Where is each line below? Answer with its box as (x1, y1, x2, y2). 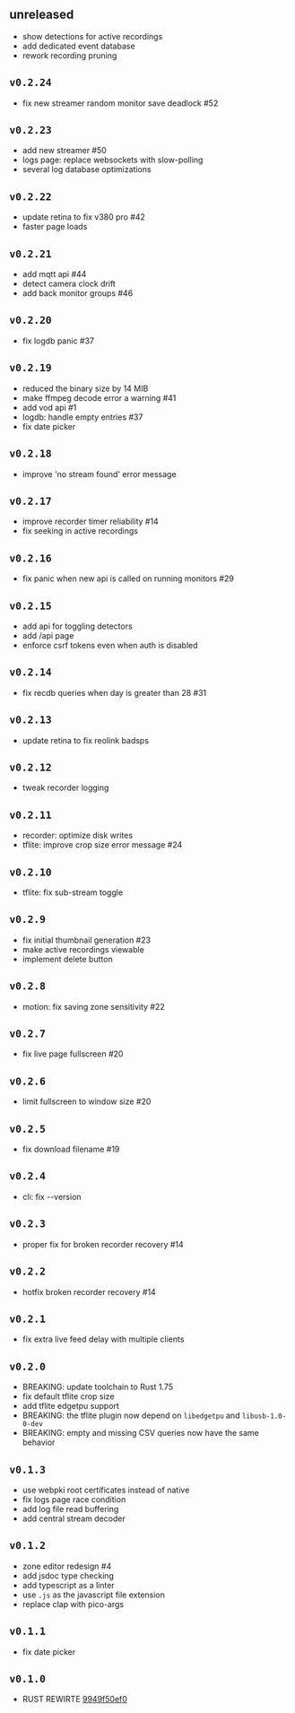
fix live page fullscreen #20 (22, 1048, 124, 1059)
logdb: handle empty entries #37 (22, 412, 143, 422)
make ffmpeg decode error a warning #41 (22, 392, 177, 403)
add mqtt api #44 (22, 269, 87, 280)
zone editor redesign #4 (22, 1561, 112, 1571)
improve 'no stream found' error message (22, 468, 177, 479)
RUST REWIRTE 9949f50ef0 (22, 1694, 128, 1705)
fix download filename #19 (22, 1143, 120, 1155)
